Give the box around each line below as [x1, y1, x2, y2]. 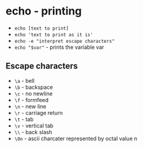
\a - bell [14, 77, 34, 84]
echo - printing [5, 4, 82, 18]
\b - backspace [14, 83, 53, 91]
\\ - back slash [14, 128, 52, 135]
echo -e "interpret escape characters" [14, 38, 115, 44]
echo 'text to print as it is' [14, 31, 94, 37]
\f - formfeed [14, 96, 49, 103]
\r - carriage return [14, 109, 63, 116]
